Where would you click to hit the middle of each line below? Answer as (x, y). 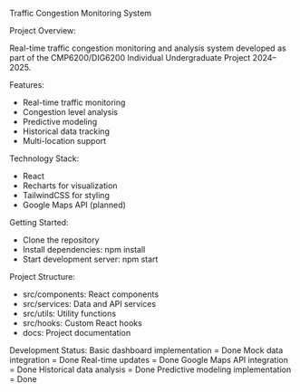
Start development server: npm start (90, 259)
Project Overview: (43, 30)
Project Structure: (42, 277)
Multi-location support (64, 141)
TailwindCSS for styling (66, 195)
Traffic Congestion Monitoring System (81, 13)
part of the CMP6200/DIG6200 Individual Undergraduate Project (130, 57)
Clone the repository (61, 240)
